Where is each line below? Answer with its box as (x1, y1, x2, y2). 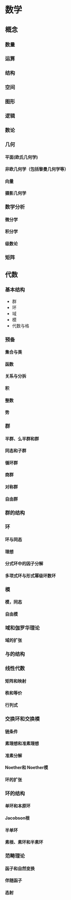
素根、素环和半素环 (5, 839, 43, 845)
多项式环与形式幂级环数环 (5, 573, 56, 579)
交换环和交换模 (5, 715, 40, 722)
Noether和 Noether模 (5, 765, 48, 770)
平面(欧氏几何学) (5, 154, 38, 160)
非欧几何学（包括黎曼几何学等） (5, 166, 69, 172)
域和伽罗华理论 (5, 624, 40, 631)
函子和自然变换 (5, 865, 35, 871)
